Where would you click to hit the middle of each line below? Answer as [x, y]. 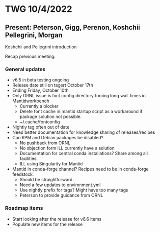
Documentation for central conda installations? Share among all [84, 154]
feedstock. [23, 174]
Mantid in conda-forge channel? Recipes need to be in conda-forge [80, 169]
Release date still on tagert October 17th [53, 85]
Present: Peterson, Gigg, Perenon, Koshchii [73, 27]
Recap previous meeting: [30, 56]
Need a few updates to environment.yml [60, 185]
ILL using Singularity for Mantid [51, 164]
